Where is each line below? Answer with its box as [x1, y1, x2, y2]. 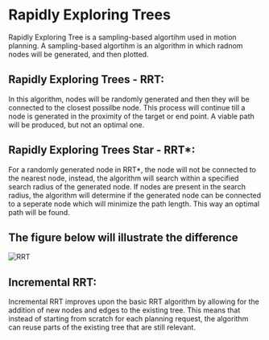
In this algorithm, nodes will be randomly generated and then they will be [8, 94, 250, 104]
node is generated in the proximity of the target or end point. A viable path [8, 111, 255, 121]
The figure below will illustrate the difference [8, 230, 239, 244]
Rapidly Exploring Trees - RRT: [8, 73, 165, 86]
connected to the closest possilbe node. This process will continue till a [8, 102, 246, 112]
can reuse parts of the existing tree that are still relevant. [8, 322, 196, 332]
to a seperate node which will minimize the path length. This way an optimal [8, 199, 260, 209]
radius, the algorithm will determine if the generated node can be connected [8, 190, 262, 200]
